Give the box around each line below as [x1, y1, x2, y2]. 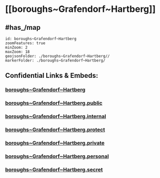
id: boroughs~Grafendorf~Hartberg [5, 36, 77, 41]
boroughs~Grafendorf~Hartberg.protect [5, 126, 105, 133]
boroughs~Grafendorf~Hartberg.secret [5, 166, 103, 173]
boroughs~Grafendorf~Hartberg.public [5, 100, 103, 107]
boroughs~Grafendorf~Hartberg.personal [5, 153, 109, 160]
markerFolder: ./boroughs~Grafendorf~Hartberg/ [5, 58, 106, 63]
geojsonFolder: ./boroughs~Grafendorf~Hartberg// [5, 54, 110, 59]
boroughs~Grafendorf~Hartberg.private [5, 140, 105, 146]
